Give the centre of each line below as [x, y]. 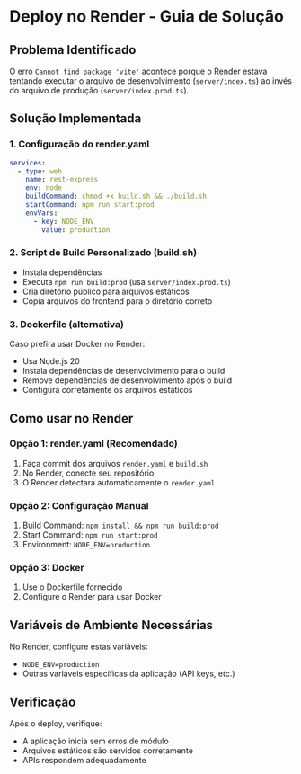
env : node [44, 188]
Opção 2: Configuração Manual [79, 505]
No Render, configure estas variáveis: [79, 647]
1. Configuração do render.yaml [80, 144]
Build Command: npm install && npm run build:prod [120, 525]
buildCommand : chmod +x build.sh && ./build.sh [116, 196]
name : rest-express [62, 180]
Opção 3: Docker [47, 568]
